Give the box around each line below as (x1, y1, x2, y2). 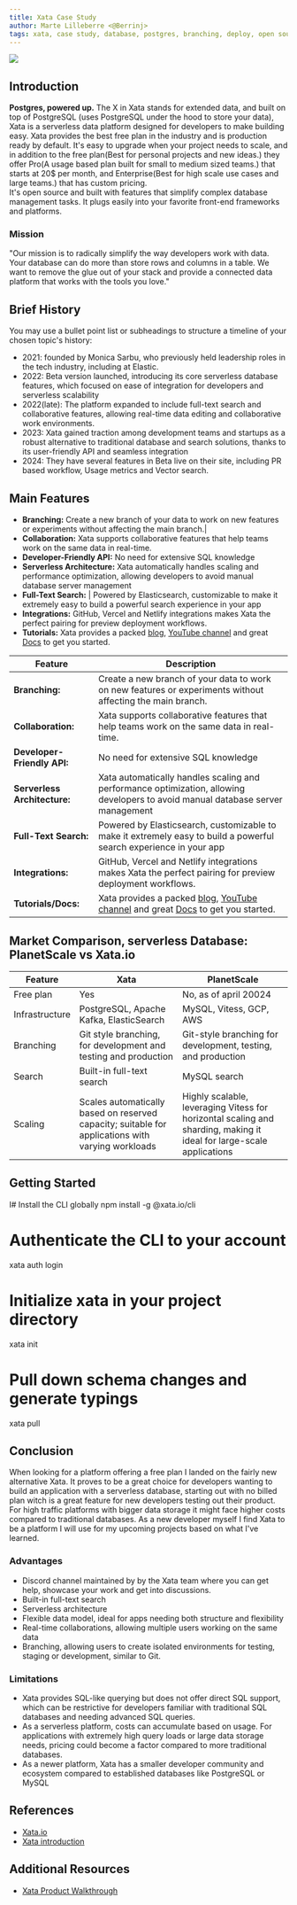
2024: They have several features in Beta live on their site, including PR (21, 455, 282, 466)
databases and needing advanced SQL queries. (21, 1711, 196, 1722)
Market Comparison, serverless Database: (9, 933, 248, 948)
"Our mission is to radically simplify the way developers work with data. (9, 248, 270, 259)
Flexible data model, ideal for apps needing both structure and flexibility (21, 1613, 285, 1623)
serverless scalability (21, 390, 100, 400)
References (9, 1803, 74, 1818)
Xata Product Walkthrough (21, 1885, 118, 1896)
